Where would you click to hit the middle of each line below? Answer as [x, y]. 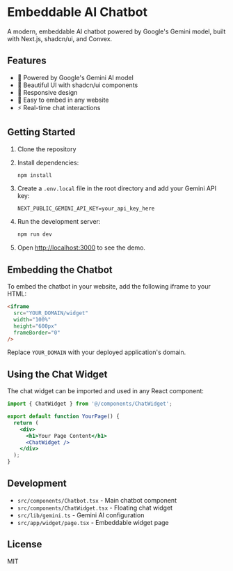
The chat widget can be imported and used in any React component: [105, 391]
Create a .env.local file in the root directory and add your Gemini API [117, 188]
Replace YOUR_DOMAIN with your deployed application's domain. [97, 352]
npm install [34, 175]
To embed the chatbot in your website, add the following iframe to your [109, 287]
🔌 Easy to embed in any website [63, 100]
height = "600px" [35, 326]
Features [27, 61]
